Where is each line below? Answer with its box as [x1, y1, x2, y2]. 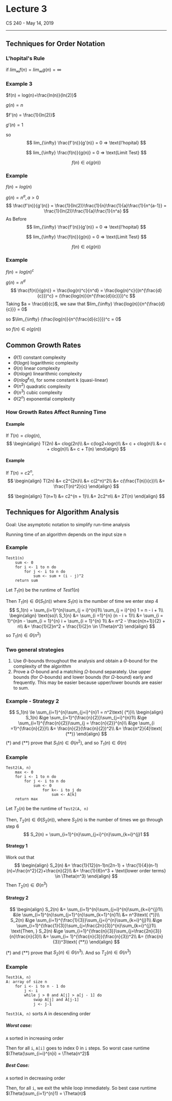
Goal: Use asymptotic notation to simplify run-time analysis [6, 521, 130, 527]
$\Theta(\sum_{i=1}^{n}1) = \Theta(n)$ [6, 1090, 86, 1096]
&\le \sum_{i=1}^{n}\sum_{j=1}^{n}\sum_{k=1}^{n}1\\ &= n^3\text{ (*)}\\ [13, 912, 160, 918]
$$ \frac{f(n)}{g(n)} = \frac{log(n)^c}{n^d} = [10, 287, 104, 293]
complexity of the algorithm [13, 663, 71, 669]
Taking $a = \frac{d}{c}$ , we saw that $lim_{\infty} [6, 301, 113, 307]
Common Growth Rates [6, 340, 81, 350]
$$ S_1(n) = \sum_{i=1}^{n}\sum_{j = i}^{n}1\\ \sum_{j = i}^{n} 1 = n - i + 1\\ [9, 607, 164, 613]
